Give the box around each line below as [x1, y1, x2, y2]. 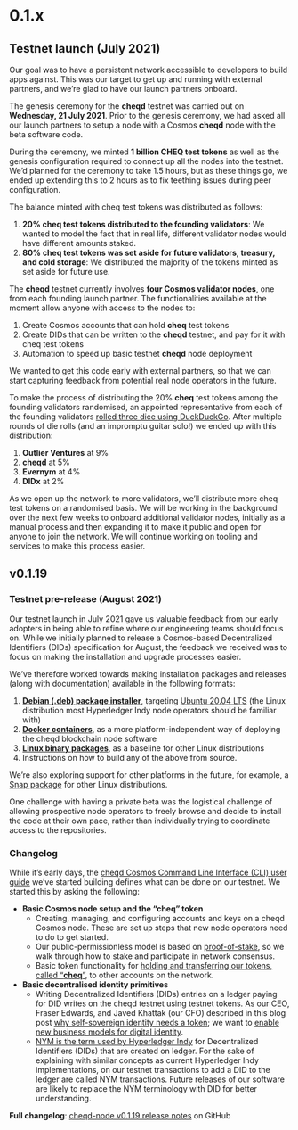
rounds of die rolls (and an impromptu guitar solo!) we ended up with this [9, 421, 277, 431]
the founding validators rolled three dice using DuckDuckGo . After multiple [9, 411, 283, 422]
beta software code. [9, 129, 84, 139]
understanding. [35, 1093, 92, 1103]
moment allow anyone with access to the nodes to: [9, 302, 196, 313]
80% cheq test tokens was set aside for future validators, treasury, [21, 247, 276, 258]
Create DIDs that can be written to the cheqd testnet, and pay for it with [21, 329, 286, 340]
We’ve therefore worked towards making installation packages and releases [9, 668, 287, 679]
